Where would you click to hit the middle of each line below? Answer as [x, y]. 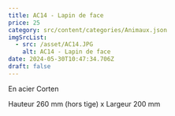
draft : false [30, 67]
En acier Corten [34, 89]
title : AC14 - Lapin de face [56, 15]
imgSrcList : [28, 37]
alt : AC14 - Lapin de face [67, 52]
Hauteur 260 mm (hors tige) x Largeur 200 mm [84, 103]
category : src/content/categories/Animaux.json [88, 30]
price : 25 [24, 23]
